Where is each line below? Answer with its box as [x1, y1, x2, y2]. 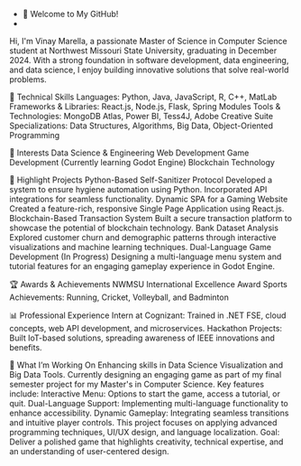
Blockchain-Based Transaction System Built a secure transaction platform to [9, 213, 293, 223]
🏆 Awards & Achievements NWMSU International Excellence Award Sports [9, 279, 288, 289]
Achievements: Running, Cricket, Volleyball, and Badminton [9, 292, 230, 303]
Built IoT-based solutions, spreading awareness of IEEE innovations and [9, 332, 275, 343]
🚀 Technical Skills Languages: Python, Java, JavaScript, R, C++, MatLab [9, 91, 278, 102]
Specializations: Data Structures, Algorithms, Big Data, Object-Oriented [9, 120, 273, 131]
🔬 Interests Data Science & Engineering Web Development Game [9, 147, 250, 158]
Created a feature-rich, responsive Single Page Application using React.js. [9, 203, 285, 214]
